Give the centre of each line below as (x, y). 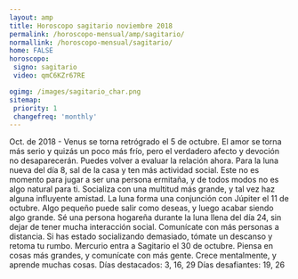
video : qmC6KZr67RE (49, 76)
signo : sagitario (45, 68)
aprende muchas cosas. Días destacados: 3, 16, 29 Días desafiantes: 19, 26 (147, 265)
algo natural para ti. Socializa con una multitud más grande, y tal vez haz (142, 189)
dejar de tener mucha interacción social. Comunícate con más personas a (145, 227)
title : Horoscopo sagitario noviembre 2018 (91, 26)
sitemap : (25, 100)
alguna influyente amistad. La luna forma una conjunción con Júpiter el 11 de (149, 199)
